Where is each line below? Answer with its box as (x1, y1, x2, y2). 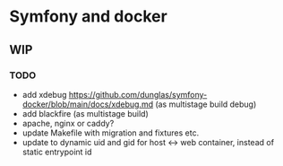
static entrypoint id (21, 146, 92, 157)
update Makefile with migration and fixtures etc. (21, 127, 200, 138)
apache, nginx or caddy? (21, 118, 115, 128)
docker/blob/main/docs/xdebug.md (21, 99, 154, 109)
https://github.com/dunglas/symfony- (68, 89, 208, 100)
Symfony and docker (9, 6, 167, 27)
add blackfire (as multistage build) (21, 108, 150, 118)
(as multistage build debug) (155, 99, 257, 109)
